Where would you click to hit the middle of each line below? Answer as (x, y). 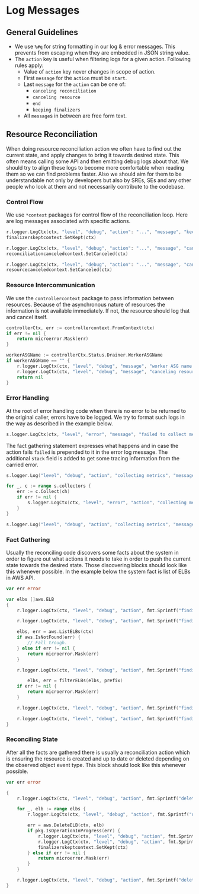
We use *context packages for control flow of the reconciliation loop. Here (97, 215)
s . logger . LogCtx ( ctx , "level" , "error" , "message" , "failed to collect (96, 434)
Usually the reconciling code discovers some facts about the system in (92, 552)
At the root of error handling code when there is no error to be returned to (96, 411)
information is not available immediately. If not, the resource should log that (98, 311)
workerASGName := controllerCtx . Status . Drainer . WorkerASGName (84, 355)
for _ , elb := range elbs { (51, 809)
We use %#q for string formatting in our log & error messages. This (95, 46)
